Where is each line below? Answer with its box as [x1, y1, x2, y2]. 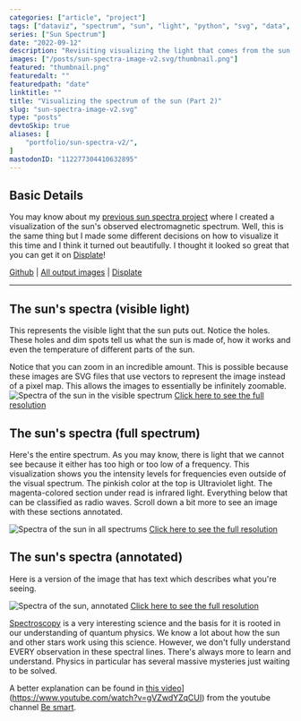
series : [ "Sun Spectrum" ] [9, 30, 106, 39]
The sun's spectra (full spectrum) [9, 425, 201, 441]
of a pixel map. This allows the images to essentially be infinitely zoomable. [9, 381, 287, 391]
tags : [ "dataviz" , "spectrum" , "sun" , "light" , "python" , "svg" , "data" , [9, 21, 291, 30]
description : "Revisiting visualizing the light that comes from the [9, 47, 275, 56]
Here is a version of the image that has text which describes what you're [9, 573, 277, 584]
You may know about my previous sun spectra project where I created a [9, 211, 275, 222]
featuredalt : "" [9, 72, 70, 81]
